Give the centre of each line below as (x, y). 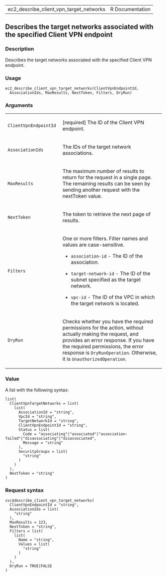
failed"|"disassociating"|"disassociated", (51, 438)
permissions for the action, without (103, 328)
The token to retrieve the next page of (106, 214)
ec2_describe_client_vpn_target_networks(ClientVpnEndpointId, (72, 88)
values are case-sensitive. (93, 245)
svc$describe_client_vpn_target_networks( (50, 500)
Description (20, 49)
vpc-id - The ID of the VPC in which (113, 297)
